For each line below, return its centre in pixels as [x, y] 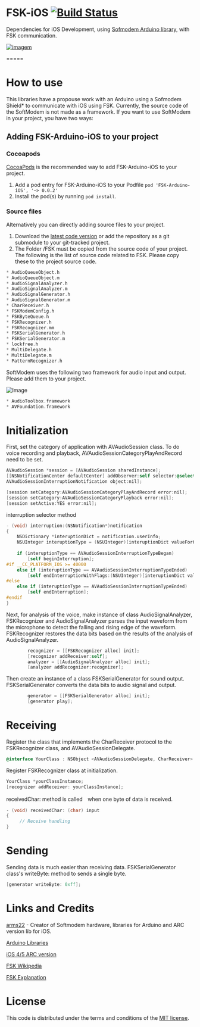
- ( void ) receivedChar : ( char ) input [53, 810]
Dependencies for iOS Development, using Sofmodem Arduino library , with [98, 29]
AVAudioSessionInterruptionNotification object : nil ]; [74, 482]
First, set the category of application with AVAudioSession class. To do [93, 447]
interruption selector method [41, 514]
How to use [35, 83]
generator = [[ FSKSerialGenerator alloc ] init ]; [89, 696]
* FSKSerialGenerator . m [36, 339]
